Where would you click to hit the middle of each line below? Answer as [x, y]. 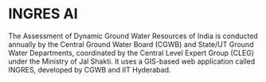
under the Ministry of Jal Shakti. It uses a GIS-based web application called [132, 61]
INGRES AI [43, 14]
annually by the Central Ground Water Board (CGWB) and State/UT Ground [131, 44]
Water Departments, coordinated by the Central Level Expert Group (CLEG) [131, 53]
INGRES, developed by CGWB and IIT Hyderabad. [90, 69]
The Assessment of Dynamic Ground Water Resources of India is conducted [133, 36]
